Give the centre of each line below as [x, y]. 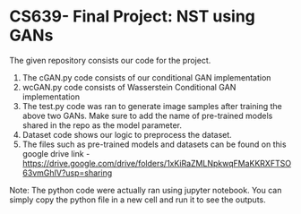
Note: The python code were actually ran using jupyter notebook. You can [146, 190]
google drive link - [56, 153]
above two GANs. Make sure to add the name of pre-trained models [147, 116]
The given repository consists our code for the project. [110, 60]
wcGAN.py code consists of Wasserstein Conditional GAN [129, 87]
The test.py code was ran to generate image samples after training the [152, 106]
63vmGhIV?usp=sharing [67, 173]
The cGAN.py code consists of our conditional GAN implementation [146, 77]
